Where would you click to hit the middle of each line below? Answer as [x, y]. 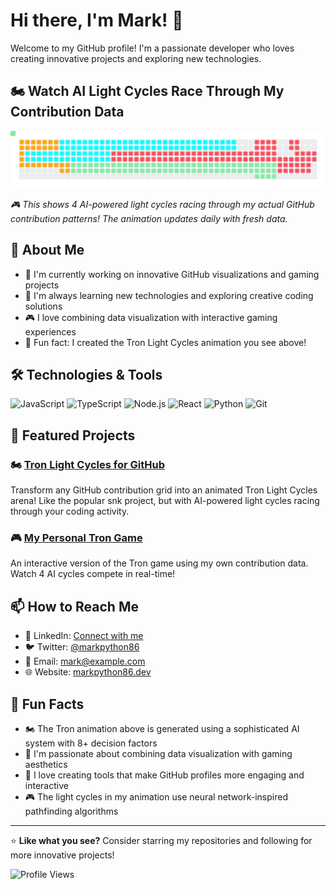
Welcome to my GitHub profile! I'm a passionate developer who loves [152, 48]
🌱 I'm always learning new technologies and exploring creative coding [169, 295]
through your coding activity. [70, 511]
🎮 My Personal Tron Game [76, 538]
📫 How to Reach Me [74, 606]
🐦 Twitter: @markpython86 [82, 647]
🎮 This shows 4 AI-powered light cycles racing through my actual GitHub [162, 204]
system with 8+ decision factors [91, 743]
